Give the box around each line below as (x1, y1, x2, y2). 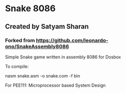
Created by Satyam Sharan (5, 22, 89, 31)
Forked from (5, 37, 35, 44)
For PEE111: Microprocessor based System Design (5, 82, 106, 88)
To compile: (5, 63, 29, 69)
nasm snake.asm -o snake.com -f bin (5, 73, 80, 78)
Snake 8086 (5, 3, 56, 14)
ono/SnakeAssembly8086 (5, 43, 70, 50)
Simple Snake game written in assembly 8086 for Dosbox (5, 54, 121, 60)
